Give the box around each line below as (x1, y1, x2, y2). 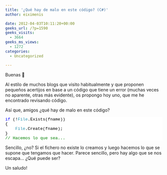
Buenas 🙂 (5, 71, 25, 77)
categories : (5, 48, 30, 54)
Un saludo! (5, 164, 27, 170)
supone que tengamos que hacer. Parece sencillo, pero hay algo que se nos (5, 149, 161, 155)
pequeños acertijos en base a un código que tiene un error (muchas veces (5, 86, 159, 92)
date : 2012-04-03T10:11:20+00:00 (5, 21, 75, 26)
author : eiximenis (5, 12, 43, 17)
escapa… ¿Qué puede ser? (5, 155, 61, 161)
